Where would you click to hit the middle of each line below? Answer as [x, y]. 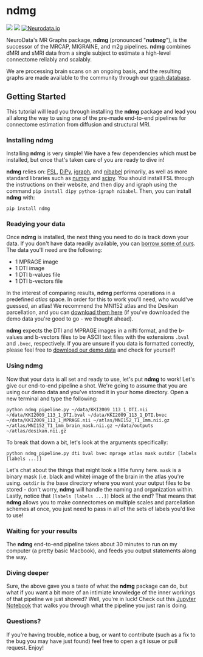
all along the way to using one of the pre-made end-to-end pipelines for [96, 118]
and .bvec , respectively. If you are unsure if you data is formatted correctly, [100, 344]
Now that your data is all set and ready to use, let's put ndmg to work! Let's [101, 379]
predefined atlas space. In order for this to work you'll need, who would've [100, 299]
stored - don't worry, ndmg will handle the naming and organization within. [100, 489]
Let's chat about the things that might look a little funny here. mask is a [94, 470]
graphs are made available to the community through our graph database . [99, 77]
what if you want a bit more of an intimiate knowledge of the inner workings [101, 593]
